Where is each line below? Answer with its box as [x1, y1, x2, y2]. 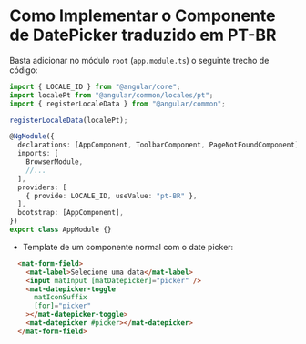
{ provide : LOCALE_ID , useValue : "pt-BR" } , [25, 191, 198, 200]
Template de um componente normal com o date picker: [22, 241, 234, 252]
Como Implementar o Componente [9, 5, 276, 26]
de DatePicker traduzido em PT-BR [9, 25, 277, 46]
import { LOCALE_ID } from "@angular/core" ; [9, 82, 181, 91]
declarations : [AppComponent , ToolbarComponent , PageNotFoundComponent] [17, 140, 300, 150]
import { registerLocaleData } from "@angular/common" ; [9, 99, 226, 108]
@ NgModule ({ [9, 132, 55, 141]
